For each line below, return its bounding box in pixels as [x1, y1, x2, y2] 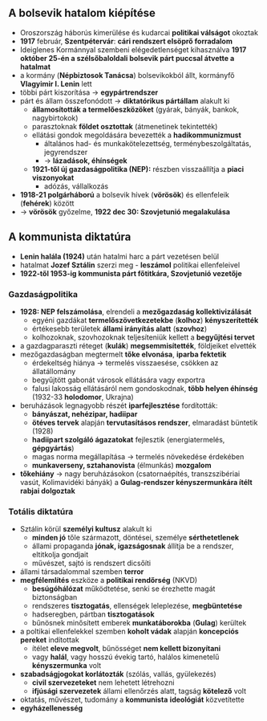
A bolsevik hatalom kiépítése [8, 6, 156, 20]
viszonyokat [31, 173, 75, 182]
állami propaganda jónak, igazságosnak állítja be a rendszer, [31, 541, 234, 551]
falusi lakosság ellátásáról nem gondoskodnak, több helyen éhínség [31, 383, 258, 393]
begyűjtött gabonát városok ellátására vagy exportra [31, 375, 206, 385]
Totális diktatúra [8, 506, 74, 517]
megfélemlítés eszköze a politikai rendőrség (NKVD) [19, 576, 198, 585]
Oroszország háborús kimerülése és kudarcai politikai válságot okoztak [19, 27, 259, 37]
